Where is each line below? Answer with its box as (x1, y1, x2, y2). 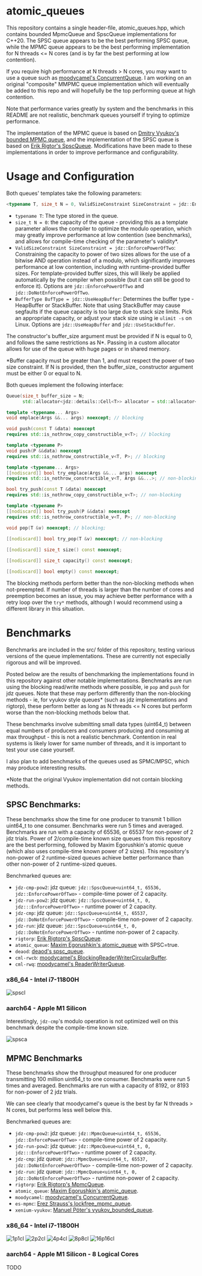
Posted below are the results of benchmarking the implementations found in (6, 670, 194, 677)
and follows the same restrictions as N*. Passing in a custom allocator (6, 339, 180, 346)
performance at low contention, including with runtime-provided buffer (14, 263, 191, 270)
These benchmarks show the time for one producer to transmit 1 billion (6, 815, 182, 822)
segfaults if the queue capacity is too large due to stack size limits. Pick (14, 308, 192, 315)
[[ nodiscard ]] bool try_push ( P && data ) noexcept (6, 508, 130, 514)
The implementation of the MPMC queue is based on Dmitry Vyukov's (6, 129, 179, 137)
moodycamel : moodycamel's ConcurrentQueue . (14, 1194, 129, 1201)
